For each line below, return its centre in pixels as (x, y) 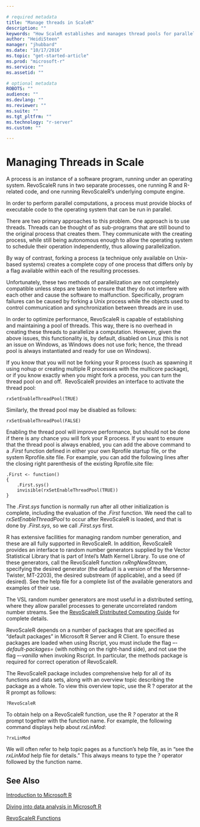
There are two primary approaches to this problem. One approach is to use (98, 221)
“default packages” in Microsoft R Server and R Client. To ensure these (93, 637)
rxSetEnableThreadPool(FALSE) (44, 421)
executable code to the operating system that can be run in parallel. (89, 210)
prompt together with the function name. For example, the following (89, 721)
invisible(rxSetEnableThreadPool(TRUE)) (68, 490)
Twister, (16, 575)
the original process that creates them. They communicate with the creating (99, 234)
